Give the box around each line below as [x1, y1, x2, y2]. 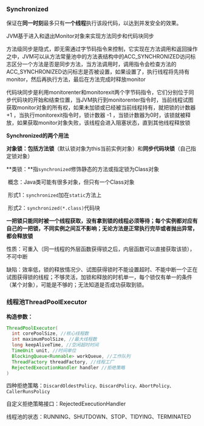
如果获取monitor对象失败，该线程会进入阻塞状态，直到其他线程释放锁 [16, 119, 191, 127]
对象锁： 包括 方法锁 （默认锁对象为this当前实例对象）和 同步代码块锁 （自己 [6, 145, 191, 152]
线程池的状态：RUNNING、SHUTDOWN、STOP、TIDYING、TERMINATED [6, 413, 191, 421]
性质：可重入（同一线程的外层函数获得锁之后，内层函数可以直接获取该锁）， [6, 245, 195, 253]
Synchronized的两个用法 [6, 132, 69, 139]
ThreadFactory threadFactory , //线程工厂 [12, 358, 114, 365]
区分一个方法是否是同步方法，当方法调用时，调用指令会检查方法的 [11, 60, 177, 68]
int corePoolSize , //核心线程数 [12, 330, 89, 337]
